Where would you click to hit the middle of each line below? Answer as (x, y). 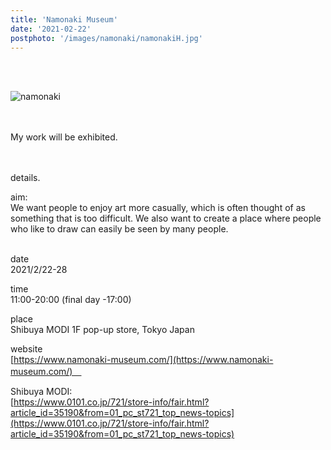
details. (25, 178)
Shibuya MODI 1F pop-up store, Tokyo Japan (102, 330)
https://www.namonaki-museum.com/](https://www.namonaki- (143, 360)
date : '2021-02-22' (51, 29)
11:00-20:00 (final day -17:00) (71, 300)
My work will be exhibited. (64, 137)
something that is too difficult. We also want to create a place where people (166, 218)
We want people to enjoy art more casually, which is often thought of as (158, 208)
